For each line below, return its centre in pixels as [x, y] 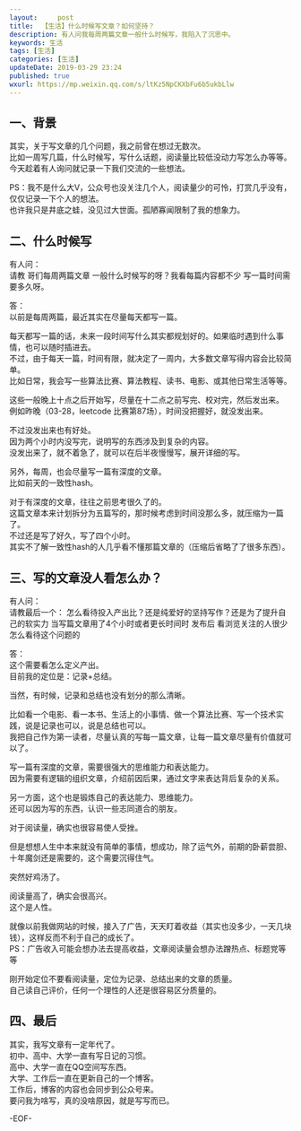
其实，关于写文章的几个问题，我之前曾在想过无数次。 [107, 146]
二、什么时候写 [51, 241]
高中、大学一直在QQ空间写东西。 [70, 1066]
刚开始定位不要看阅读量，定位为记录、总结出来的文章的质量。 [123, 979]
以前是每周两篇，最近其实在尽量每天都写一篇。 [95, 317]
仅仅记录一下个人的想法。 [56, 199]
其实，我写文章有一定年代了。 [64, 1044]
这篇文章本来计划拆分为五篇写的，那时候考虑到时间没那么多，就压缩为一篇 [146, 513]
